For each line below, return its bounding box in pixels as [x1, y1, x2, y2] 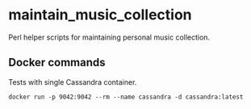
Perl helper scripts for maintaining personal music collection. [8, 32, 211, 42]
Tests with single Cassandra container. [8, 77, 137, 86]
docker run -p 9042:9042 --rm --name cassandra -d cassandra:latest [8, 93, 244, 101]
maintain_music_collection [8, 6, 192, 24]
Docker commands [8, 56, 106, 69]
